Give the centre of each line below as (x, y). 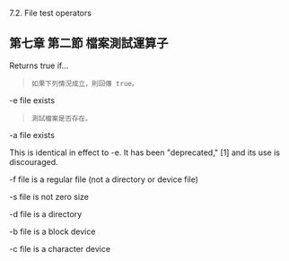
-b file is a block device (53, 231)
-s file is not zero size (49, 196)
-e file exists (32, 100)
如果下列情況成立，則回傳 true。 (85, 83)
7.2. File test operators (51, 13)
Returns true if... (39, 65)
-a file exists (32, 135)
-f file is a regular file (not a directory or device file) (104, 179)
